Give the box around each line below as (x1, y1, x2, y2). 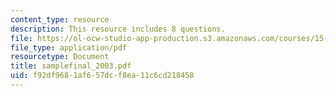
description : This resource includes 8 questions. (10, 24, 226, 34)
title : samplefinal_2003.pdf (10, 61, 132, 71)
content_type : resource (10, 14, 110, 25)
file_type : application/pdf (10, 42, 128, 53)
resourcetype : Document (10, 52, 110, 62)
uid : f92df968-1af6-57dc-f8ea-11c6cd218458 (10, 71, 195, 81)
